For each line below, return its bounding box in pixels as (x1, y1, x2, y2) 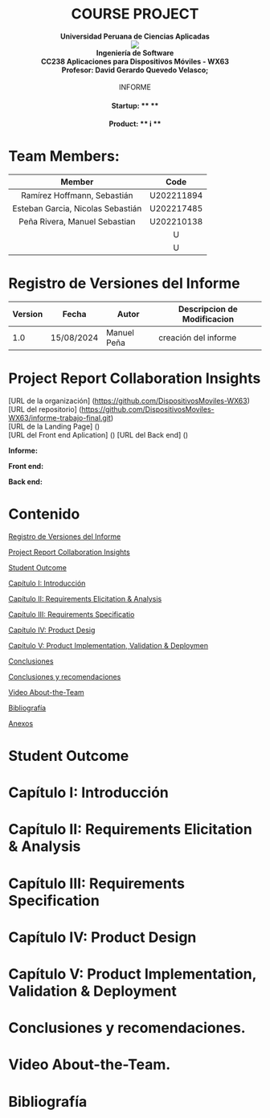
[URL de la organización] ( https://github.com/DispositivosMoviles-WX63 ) (8, 396, 251, 405)
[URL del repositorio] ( (8, 404, 82, 414)
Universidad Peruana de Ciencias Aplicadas (59, 31, 211, 41)
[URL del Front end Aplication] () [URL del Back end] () (8, 430, 189, 439)
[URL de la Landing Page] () (8, 421, 100, 431)
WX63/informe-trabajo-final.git (8, 413, 111, 422)
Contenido (8, 505, 80, 524)
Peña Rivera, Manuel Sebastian (18, 216, 136, 228)
